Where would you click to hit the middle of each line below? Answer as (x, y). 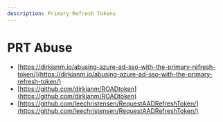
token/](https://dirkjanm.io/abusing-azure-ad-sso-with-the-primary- (115, 74)
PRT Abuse (40, 47)
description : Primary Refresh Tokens (62, 13)
